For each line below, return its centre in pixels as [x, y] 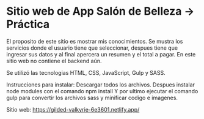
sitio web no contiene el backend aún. [54, 61]
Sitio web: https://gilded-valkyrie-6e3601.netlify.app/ [73, 109]
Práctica [28, 24]
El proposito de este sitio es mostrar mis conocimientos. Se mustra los [95, 41]
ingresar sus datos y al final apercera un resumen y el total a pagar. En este [101, 54]
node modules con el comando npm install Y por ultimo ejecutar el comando [102, 91]
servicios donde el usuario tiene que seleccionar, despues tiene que [92, 48]
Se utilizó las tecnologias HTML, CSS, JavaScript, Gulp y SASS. [86, 72]
